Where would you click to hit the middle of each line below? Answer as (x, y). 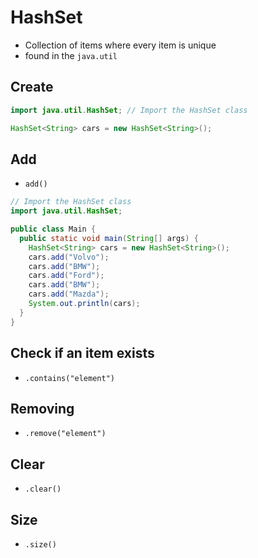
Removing (42, 408)
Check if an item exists (82, 353)
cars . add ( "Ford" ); (66, 276)
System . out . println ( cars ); (84, 304)
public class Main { (53, 229)
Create (32, 87)
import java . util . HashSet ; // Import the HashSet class (129, 110)
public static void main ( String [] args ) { (109, 238)
